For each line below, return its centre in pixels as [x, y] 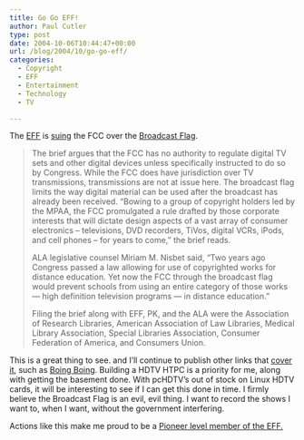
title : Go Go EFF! [44, 18]
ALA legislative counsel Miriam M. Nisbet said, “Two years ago [148, 258]
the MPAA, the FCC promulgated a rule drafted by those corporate [155, 211]
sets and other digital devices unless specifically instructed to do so [158, 163]
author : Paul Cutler [49, 26]
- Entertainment [48, 85]
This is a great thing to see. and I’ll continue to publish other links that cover [151, 360]
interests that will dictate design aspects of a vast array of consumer [160, 221]
